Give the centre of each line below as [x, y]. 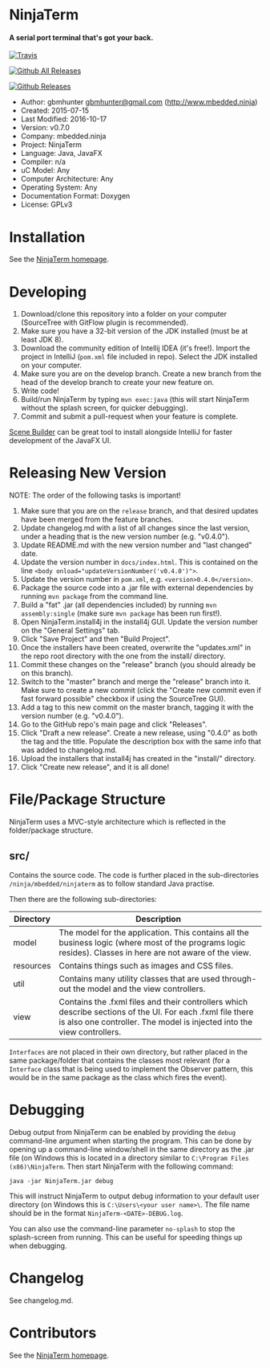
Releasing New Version [88, 473]
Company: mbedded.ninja [63, 136]
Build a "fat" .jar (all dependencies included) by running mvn [119, 605]
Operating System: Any [59, 187]
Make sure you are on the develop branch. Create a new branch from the [141, 374]
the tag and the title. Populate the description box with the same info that [141, 742]
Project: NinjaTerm [51, 145]
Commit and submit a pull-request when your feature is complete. [129, 416]
